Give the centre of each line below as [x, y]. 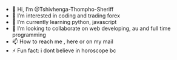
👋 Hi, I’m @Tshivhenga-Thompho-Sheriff [63, 9]
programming [29, 35]
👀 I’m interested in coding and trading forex [66, 16]
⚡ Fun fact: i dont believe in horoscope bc [64, 50]
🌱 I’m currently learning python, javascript [64, 22]
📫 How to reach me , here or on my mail [62, 41]
